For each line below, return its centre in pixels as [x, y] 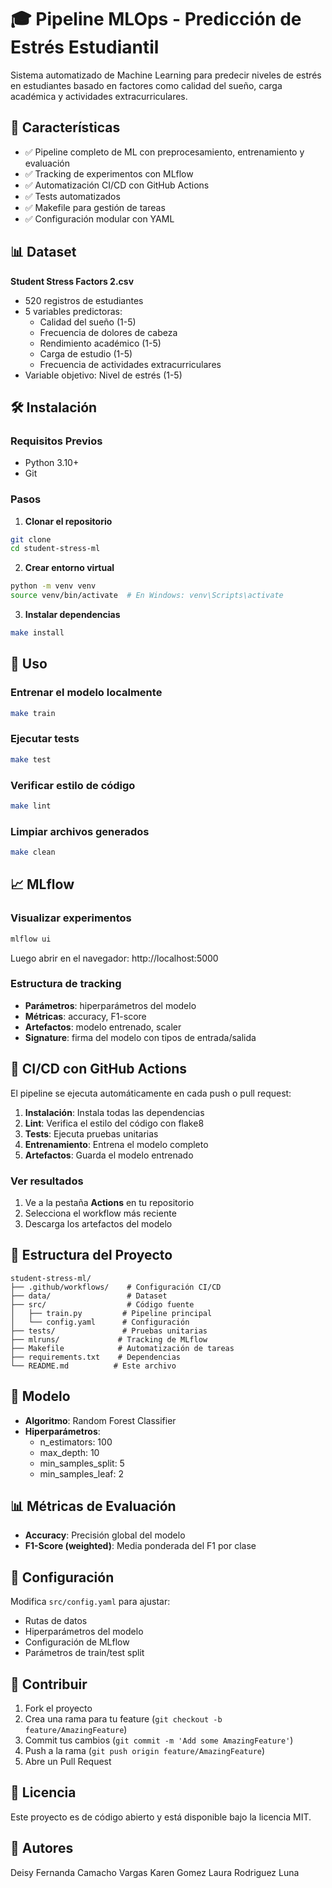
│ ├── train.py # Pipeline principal [111, 1313]
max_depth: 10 [69, 1452]
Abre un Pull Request [68, 1762]
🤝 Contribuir [49, 1684]
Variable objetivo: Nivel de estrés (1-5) [103, 375]
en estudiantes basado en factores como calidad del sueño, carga [146, 85]
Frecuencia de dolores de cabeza [108, 332]
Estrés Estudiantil [85, 47]
